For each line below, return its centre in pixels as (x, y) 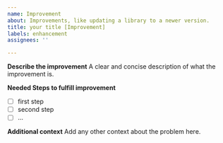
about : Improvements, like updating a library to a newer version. (109, 21)
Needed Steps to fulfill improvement (62, 88)
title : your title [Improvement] (56, 27)
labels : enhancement (38, 34)
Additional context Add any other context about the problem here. (104, 132)
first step (31, 102)
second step (36, 110)
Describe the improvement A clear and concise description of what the (111, 67)
